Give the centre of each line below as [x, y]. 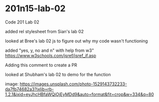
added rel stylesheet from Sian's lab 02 [44, 31]
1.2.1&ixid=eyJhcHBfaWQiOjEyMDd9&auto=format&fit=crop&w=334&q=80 [79, 94]
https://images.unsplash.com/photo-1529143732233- [73, 84]
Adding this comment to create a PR [41, 65]
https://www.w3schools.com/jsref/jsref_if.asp [51, 55]
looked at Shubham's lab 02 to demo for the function [58, 74]
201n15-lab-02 [35, 9]
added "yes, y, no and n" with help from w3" [49, 50]
